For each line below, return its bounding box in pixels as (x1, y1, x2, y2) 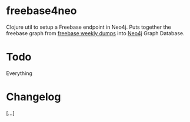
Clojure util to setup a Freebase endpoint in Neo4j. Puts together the (6, 23, 172, 30)
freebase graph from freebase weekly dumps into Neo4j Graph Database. (6, 29, 185, 36)
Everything (6, 69, 32, 77)
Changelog (6, 90, 61, 104)
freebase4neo (6, 4, 77, 18)
